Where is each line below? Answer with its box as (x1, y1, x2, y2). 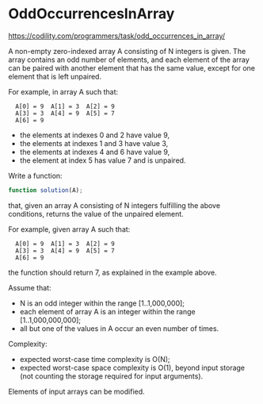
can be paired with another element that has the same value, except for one (8, 63, 256, 72)
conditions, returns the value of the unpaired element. (8, 209, 184, 218)
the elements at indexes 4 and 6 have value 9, (19, 147, 170, 156)
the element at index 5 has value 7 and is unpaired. (19, 156, 186, 165)
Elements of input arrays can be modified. (8, 387, 145, 396)
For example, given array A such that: (8, 224, 131, 234)
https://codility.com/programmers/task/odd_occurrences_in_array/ (8, 31, 226, 40)
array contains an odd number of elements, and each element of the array (8, 55, 250, 64)
